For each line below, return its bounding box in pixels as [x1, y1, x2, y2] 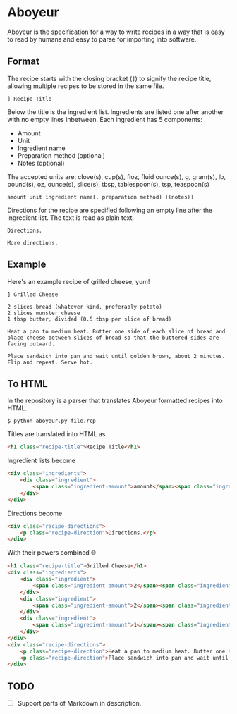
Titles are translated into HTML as [7, 430, 106, 438]
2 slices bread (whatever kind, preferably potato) [7, 303, 162, 310]
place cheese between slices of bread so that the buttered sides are [7, 334, 219, 341]
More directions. [7, 239, 59, 247]
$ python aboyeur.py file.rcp [7, 417, 97, 425]
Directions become [7, 509, 63, 517]
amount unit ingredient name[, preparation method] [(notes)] [7, 193, 194, 201]
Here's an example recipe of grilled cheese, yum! [7, 277, 150, 285]
